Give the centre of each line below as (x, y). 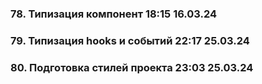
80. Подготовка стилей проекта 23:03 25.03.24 (132, 67)
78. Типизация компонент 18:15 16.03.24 (114, 14)
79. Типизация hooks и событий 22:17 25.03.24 (130, 40)
